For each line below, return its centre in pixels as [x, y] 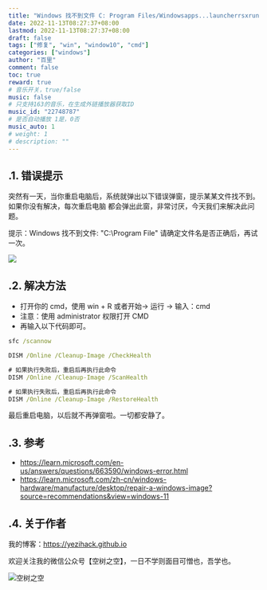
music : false [30, 97]
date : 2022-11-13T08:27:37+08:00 [64, 23]
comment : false [33, 68]
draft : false [30, 38]
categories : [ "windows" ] [49, 53]
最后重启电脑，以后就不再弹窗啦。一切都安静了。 [88, 416]
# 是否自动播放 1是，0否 [44, 119]
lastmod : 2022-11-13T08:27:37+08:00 [69, 30]
